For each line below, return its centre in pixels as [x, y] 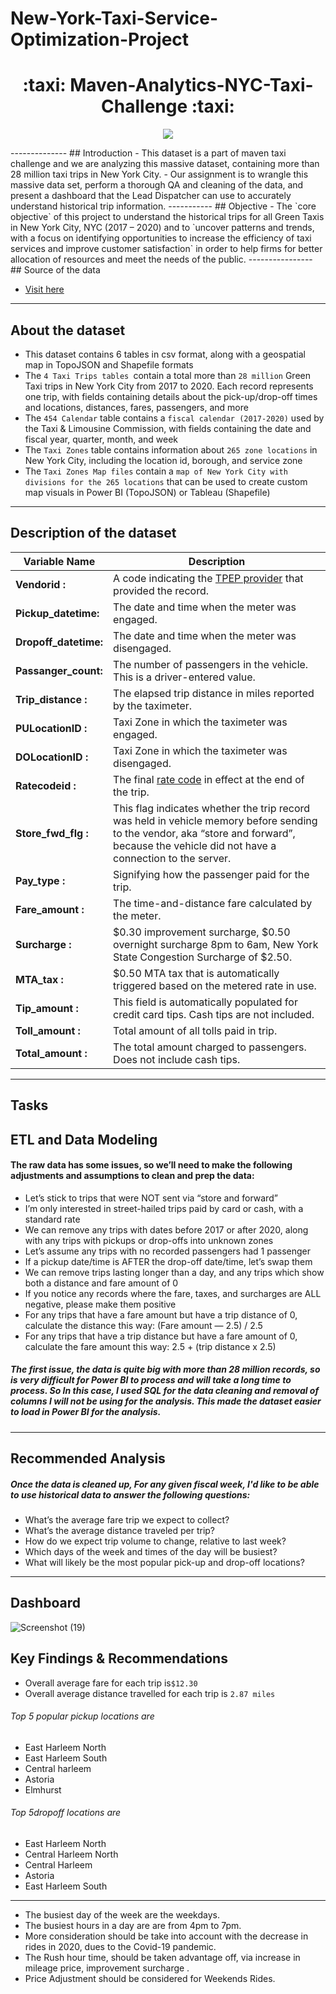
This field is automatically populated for [205, 1002]
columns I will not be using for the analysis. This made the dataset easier [166, 1401]
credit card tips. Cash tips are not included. [214, 1014]
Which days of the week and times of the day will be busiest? [151, 1552]
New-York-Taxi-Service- [114, 18]
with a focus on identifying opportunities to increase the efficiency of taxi [161, 238]
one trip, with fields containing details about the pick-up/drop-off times [171, 396]
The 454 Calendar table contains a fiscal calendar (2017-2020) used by [174, 418]
